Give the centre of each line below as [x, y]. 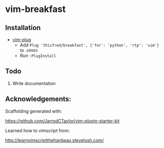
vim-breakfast [35, 9]
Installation [23, 28]
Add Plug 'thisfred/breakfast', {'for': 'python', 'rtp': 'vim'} [89, 45]
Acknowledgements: [38, 99]
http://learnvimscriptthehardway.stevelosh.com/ [54, 140]
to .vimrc [29, 50]
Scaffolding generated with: [34, 111]
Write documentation [34, 83]
